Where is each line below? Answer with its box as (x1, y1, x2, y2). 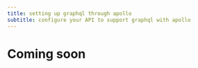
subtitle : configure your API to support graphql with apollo (7, 16, 191, 23)
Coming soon (7, 46, 86, 62)
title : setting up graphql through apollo (7, 10, 132, 17)
